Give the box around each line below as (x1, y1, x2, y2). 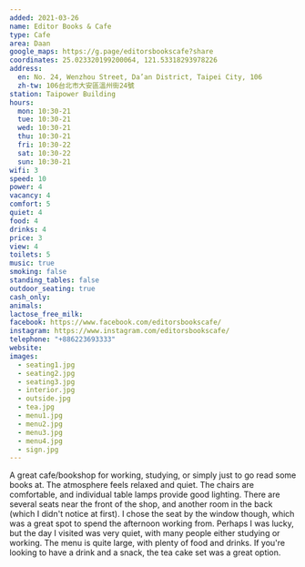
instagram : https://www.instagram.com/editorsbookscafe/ (9, 327, 230, 336)
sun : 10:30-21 (17, 157, 71, 167)
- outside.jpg (17, 394, 71, 403)
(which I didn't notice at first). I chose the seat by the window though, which (9, 509, 295, 520)
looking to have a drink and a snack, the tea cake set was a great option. (9, 547, 281, 558)
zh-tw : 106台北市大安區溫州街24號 (17, 81, 135, 90)
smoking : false (9, 268, 67, 277)
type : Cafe (9, 30, 51, 39)
